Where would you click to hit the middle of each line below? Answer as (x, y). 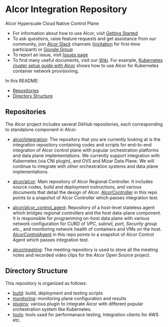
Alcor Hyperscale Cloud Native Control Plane (52, 23)
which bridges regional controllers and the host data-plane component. (87, 213)
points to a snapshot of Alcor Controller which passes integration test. (86, 197)
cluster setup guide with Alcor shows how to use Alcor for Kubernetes (86, 65)
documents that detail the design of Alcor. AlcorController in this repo (85, 192)
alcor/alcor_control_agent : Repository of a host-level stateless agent (84, 207)
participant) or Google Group (43, 49)
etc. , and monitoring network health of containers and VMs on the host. (87, 229)
